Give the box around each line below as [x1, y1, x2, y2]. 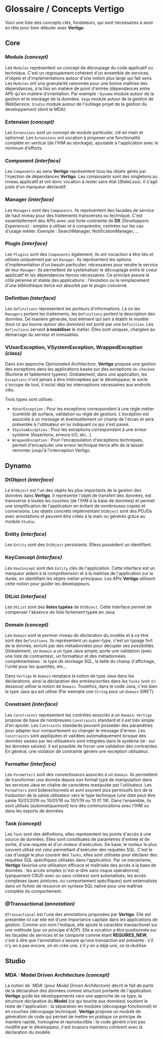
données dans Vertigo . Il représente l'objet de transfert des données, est [5, 492, 152, 499]
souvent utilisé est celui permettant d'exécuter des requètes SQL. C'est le [5, 847, 153, 853]
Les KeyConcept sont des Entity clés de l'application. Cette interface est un [5, 565, 155, 571]
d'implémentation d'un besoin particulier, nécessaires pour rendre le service [5, 261, 158, 267]
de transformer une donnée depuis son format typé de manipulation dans [5, 777, 152, 783]
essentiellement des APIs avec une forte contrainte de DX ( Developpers [5, 217, 149, 223]
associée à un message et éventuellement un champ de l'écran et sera [12, 416, 154, 422]
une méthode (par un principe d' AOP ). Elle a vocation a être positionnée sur [5, 927, 157, 933]
